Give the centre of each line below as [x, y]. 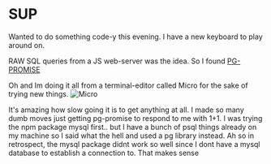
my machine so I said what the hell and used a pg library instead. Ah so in [131, 136]
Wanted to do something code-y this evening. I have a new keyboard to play [136, 37]
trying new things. [39, 93]
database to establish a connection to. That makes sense [104, 153]
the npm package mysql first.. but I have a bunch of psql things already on [133, 127]
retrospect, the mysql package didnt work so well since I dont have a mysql [135, 144]
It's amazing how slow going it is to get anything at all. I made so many [127, 110]
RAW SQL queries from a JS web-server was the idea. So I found [117, 61]
